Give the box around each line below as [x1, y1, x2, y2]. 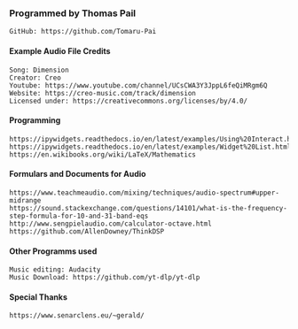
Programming [9, 115, 61, 126]
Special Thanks [9, 291, 68, 302]
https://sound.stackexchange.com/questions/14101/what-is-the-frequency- [9, 203, 288, 212]
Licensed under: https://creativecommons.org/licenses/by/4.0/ [9, 96, 248, 105]
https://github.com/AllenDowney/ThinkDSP [9, 226, 165, 236]
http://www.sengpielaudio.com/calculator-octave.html [9, 219, 213, 228]
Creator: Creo [9, 73, 62, 82]
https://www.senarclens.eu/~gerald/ [9, 311, 145, 320]
